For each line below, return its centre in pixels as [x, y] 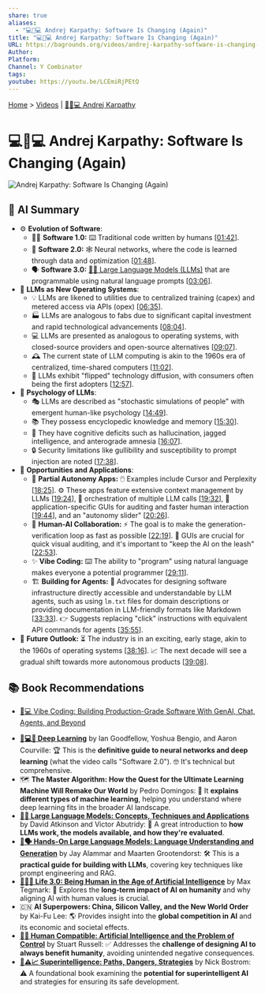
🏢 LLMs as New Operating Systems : [79, 290]
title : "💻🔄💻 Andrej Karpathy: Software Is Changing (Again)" [113, 38]
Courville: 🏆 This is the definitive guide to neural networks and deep [134, 750]
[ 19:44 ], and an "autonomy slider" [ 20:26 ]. [100, 516]
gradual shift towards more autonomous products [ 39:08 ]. [114, 662]
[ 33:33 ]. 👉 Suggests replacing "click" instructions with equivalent [139, 619]
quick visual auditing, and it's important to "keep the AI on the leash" [143, 544]
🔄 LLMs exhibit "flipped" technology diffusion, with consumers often [142, 376]
